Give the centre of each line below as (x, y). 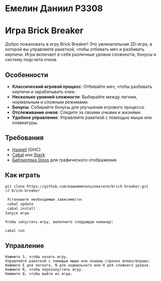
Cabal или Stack (28, 155)
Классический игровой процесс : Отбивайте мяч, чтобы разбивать (82, 86)
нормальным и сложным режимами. (50, 102)
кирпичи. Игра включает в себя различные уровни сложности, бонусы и (81, 54)
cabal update (20, 204)
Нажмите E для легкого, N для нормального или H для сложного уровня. (78, 265)
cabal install (21, 209)
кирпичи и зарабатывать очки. (44, 91)
